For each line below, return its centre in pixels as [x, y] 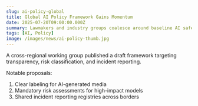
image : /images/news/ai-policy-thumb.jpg [58, 39]
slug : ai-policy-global [35, 11]
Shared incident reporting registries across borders [77, 97]
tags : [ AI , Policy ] [30, 33]
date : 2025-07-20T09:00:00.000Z [46, 22]
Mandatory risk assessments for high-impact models [79, 90]
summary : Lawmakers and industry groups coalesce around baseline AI [93, 28]
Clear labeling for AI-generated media [61, 84]
